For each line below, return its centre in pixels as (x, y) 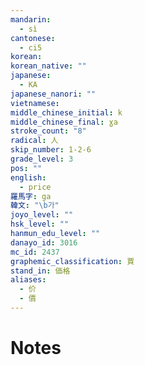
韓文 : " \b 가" (35, 206)
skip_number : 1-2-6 (51, 150)
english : (28, 177)
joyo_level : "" (42, 215)
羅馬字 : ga (31, 196)
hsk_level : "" (40, 224)
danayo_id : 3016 (44, 242)
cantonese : (33, 38)
